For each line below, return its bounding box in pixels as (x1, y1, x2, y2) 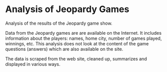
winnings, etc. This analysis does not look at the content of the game (5, 40, 149, 46)
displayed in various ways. (5, 61, 61, 67)
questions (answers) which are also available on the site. (5, 46, 123, 52)
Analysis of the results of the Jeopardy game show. (5, 20, 113, 26)
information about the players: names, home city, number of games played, (5, 35, 162, 41)
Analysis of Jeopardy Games (5, 4, 130, 15)
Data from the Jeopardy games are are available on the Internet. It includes (5, 30, 162, 36)
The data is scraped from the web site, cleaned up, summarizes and (5, 55, 147, 61)
